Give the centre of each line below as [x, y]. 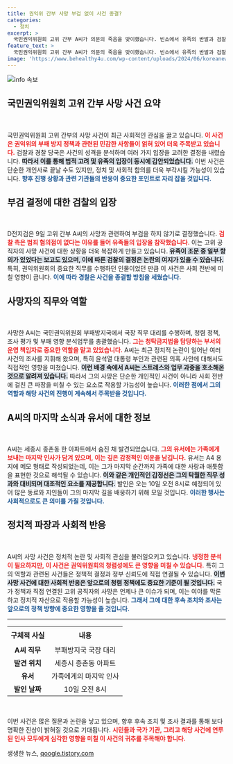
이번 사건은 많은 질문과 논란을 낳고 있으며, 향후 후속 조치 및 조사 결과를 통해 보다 [115, 721]
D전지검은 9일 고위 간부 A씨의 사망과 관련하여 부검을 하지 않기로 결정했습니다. [112, 234]
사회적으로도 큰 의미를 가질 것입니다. [56, 501]
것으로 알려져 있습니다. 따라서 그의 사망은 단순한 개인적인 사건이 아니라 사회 [109, 376]
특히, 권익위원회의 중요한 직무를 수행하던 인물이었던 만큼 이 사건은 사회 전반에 [112, 269]
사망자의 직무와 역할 [47, 301]
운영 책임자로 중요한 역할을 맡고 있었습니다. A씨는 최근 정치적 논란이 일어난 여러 [114, 350]
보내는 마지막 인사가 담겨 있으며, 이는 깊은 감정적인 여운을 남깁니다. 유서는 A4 [111, 458]
